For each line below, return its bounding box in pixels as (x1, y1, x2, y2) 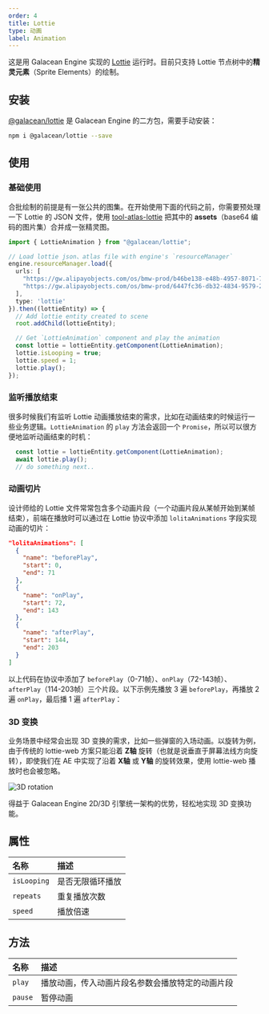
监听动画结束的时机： (22, 431, 93, 442)
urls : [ (15, 267, 42, 275)
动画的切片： (8, 523, 50, 532)
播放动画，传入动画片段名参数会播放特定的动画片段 (40, 977, 234, 988)
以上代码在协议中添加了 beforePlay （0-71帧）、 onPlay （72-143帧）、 (8, 674, 232, 683)
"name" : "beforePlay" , (22, 554, 98, 562)
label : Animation (8, 34, 66, 43)
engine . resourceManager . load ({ (8, 260, 113, 268)
